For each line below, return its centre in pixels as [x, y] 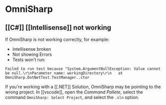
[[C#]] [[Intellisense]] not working [58, 28]
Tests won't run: [29, 60]
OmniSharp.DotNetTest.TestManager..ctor [48, 78]
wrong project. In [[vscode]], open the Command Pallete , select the [74, 92]
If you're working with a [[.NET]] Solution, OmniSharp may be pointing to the [83, 87]
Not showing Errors [32, 54]
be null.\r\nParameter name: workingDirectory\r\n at [64, 73]
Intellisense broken [31, 49]
